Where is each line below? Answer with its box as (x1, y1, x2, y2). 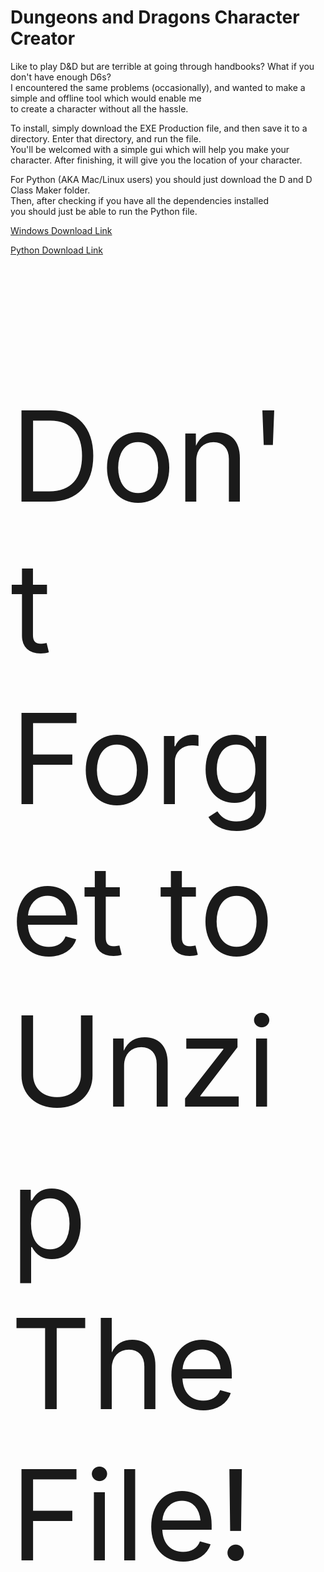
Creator (10, 27, 76, 50)
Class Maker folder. (10, 184, 91, 196)
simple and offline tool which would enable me (10, 92, 202, 104)
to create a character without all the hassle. (10, 102, 189, 115)
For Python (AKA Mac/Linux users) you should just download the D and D (10, 173, 313, 185)
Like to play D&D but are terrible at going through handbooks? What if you (10, 60, 315, 72)
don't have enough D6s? (10, 71, 112, 83)
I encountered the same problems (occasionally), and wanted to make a (10, 81, 306, 93)
